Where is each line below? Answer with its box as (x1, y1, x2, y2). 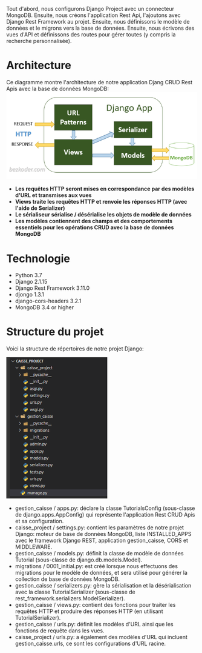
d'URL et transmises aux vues (15, 192, 92, 199)
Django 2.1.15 (15, 278, 48, 286)
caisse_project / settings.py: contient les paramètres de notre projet (15, 524, 184, 531)
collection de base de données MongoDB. (15, 575, 120, 583)
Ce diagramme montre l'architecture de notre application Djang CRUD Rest (6, 78, 193, 85)
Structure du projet (6, 325, 104, 339)
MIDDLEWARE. (15, 543, 53, 551)
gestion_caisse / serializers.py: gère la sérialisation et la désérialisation (15, 582, 192, 589)
